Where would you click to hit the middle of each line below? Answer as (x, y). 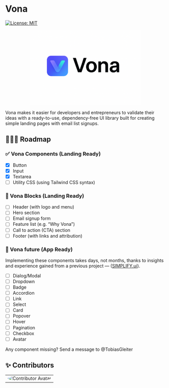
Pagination (24, 327)
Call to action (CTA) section (41, 230)
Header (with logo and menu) (44, 207)
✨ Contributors (30, 365)
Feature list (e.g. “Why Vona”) (44, 224)
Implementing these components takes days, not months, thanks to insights (84, 260)
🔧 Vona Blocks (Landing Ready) (45, 196)
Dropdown (24, 281)
